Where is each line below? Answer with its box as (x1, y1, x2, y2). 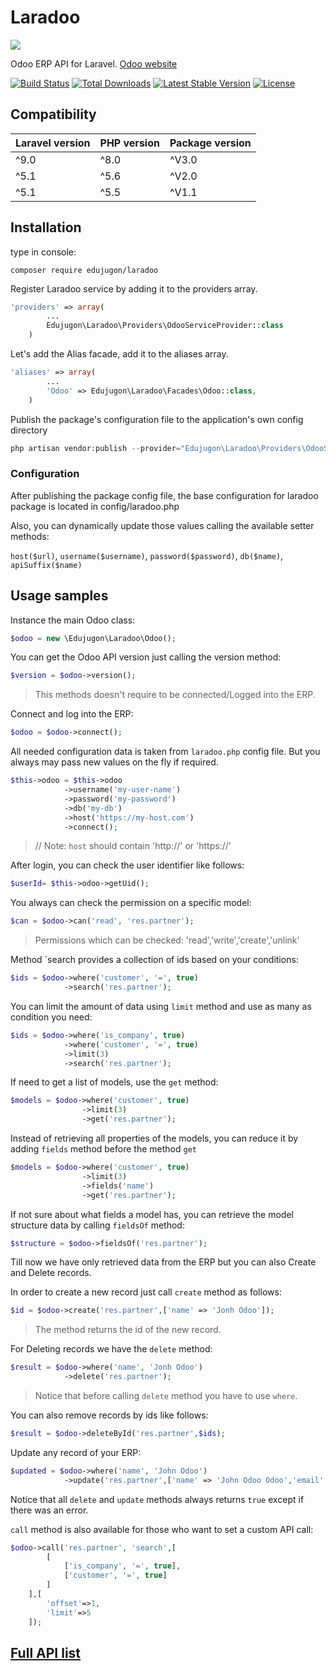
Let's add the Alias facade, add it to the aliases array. (10, 348, 229, 360)
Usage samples (10, 587, 109, 605)
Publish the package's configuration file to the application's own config (10, 413, 304, 425)
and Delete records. (10, 1267, 92, 1279)
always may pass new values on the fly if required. (10, 756, 219, 768)
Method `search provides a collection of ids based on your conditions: (10, 954, 299, 966)
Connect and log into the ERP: (10, 708, 134, 720)
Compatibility (10, 106, 97, 123)
